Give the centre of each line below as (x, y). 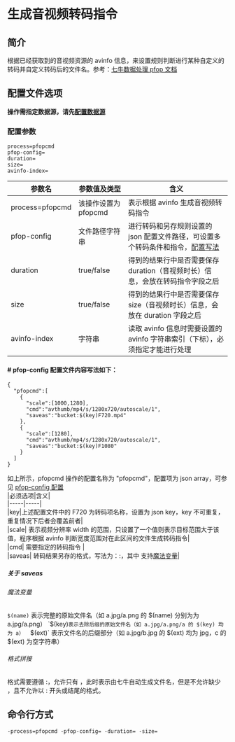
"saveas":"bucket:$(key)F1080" (71, 446)
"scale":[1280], (49, 434)
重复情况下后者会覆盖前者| (45, 521)
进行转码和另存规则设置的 (170, 226)
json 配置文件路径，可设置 (171, 237)
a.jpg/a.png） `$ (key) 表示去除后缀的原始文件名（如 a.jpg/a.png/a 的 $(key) (111, 624)
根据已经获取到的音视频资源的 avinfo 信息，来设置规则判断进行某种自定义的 (116, 61)
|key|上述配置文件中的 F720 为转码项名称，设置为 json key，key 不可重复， (116, 512)
